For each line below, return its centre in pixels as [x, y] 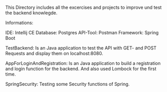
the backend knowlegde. [32, 13]
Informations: [19, 23]
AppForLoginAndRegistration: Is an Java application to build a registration [83, 63]
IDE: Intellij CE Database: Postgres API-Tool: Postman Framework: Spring [82, 32]
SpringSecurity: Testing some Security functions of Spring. [67, 84]
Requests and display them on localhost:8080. [54, 53]
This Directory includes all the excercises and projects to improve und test [83, 7]
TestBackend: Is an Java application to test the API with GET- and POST [81, 48]
